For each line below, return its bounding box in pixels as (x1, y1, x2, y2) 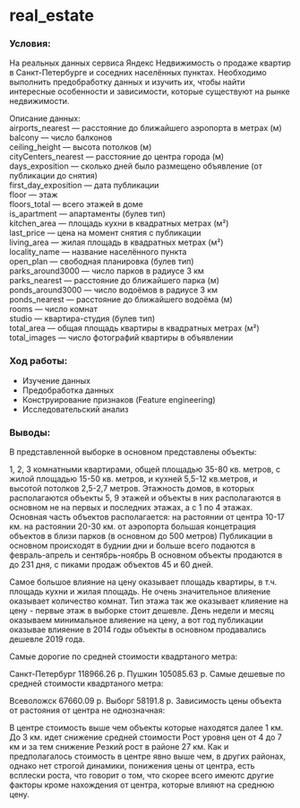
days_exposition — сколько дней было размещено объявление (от (9, 161, 262, 171)
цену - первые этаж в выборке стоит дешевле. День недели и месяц (9, 605, 275, 616)
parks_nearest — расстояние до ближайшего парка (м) (9, 275, 219, 286)
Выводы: (9, 426, 51, 439)
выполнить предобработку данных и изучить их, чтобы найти (9, 77, 245, 88)
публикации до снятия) (9, 170, 99, 181)
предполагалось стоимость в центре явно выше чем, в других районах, (9, 751, 287, 762)
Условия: (9, 38, 51, 50)
